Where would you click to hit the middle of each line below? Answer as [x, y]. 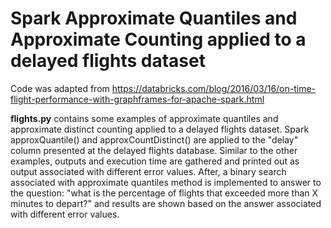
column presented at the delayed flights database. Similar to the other [154, 150]
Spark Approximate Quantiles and [154, 18]
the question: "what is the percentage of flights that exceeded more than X [164, 193]
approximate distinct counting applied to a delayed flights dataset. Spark [160, 129]
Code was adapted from [60, 88]
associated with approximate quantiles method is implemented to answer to [166, 182]
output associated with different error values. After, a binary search [148, 171]
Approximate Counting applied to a [158, 39]
